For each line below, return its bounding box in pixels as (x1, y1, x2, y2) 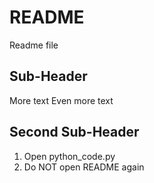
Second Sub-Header (9, 124, 140, 141)
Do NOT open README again (23, 161, 145, 173)
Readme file (9, 39, 59, 51)
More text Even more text (9, 94, 114, 106)
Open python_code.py (23, 150, 116, 162)
